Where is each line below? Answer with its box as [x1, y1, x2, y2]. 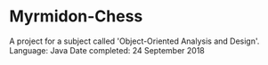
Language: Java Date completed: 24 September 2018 [9, 45, 205, 55]
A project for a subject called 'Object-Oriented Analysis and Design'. [9, 36, 260, 46]
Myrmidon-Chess [9, 6, 143, 27]
